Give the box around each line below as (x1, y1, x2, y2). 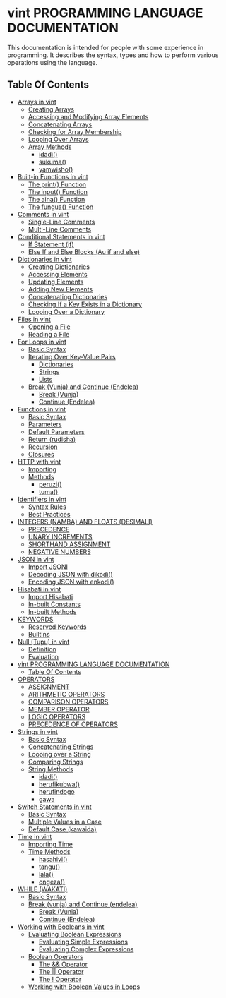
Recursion (28, 443, 58, 451)
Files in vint (17, 315, 52, 323)
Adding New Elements (28, 284, 93, 294)
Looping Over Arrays (28, 135, 90, 143)
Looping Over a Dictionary (28, 307, 105, 315)
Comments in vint (17, 210, 69, 218)
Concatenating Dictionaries (28, 292, 108, 301)
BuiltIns (28, 630, 51, 638)
